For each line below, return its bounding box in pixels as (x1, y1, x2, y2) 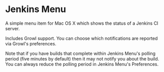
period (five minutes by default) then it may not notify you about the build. (5, 55, 159, 61)
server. (5, 25, 20, 31)
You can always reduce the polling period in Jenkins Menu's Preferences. (5, 61, 158, 67)
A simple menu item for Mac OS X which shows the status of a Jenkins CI (5, 20, 158, 26)
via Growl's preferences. (5, 40, 57, 46)
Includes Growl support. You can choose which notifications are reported (5, 35, 158, 41)
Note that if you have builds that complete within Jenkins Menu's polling (5, 50, 156, 56)
